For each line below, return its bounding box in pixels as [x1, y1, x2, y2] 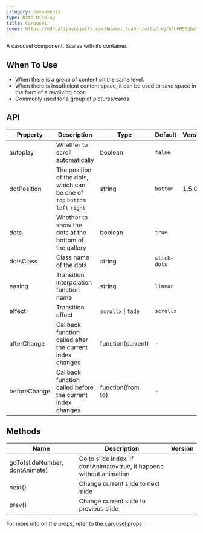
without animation [79, 470, 130, 478]
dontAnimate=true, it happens [79, 462, 164, 470]
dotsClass [9, 257, 38, 265]
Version [170, 444, 194, 453]
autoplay [9, 148, 34, 157]
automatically [56, 155, 95, 164]
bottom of [56, 236, 85, 244]
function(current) [100, 339, 149, 347]
